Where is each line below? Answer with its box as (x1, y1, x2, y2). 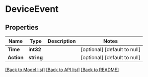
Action (7, 54, 24, 61)
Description (47, 38, 76, 44)
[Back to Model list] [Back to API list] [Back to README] (5, 67, 119, 73)
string (28, 54, 43, 61)
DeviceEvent (5, 3, 59, 15)
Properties (5, 23, 39, 32)
